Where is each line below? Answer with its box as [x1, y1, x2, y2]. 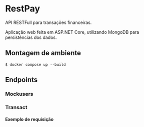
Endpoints [5, 76, 38, 84]
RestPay [5, 3, 40, 14]
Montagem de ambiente [5, 49, 81, 57]
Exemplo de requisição [5, 116, 54, 122]
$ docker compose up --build [5, 62, 66, 67]
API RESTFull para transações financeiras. [5, 19, 92, 25]
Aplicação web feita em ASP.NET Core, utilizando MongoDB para [5, 29, 139, 35]
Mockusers [5, 91, 33, 98]
